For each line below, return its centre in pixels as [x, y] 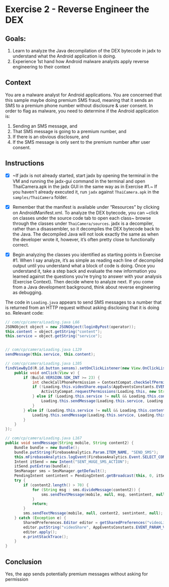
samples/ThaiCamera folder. [40, 197]
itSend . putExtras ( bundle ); [43, 466]
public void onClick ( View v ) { [47, 373]
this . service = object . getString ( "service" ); [54, 336]
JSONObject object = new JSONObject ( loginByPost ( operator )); [71, 327]
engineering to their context [41, 67]
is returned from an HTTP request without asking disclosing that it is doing [82, 307]
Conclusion [24, 562]
